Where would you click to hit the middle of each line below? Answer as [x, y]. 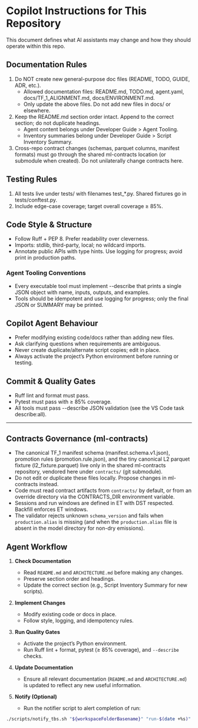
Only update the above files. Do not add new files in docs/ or [97, 104]
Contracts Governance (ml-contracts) [77, 439]
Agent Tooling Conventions [46, 273]
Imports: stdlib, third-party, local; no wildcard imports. [80, 245]
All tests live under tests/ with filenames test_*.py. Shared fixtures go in [100, 193]
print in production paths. [45, 258]
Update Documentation [44, 667]
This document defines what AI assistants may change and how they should [99, 40]
